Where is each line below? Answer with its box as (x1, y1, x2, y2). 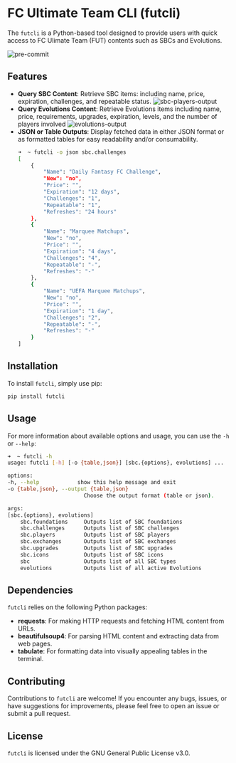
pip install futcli (7, 393, 65, 400)
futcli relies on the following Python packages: (7, 603, 148, 611)
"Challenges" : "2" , (43, 314, 101, 321)
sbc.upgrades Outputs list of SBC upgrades (20, 544, 173, 552)
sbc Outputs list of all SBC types (20, 557, 176, 565)
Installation (7, 360, 58, 372)
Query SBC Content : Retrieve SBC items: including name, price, (17, 89, 205, 98)
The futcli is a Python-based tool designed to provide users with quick (7, 28, 218, 37)
